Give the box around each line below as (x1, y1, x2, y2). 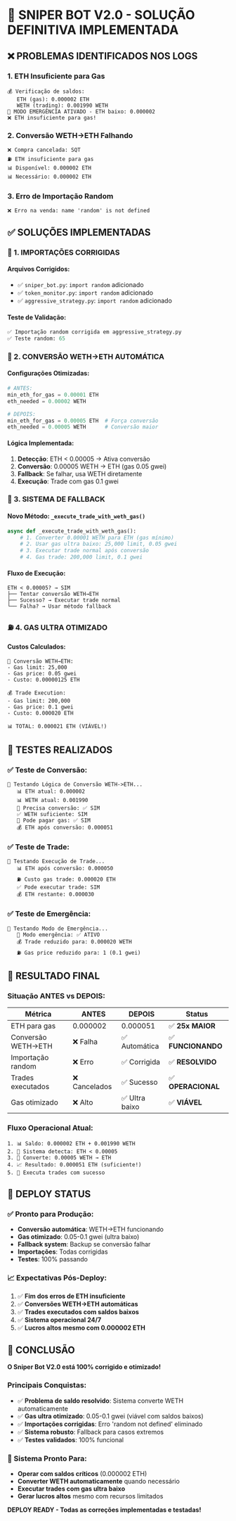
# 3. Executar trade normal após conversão (20, 547, 150, 554)
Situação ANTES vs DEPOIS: (7, 991, 105, 1000)
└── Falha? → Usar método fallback (7, 603, 112, 610)
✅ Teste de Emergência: (7, 909, 91, 919)
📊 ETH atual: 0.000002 (16, 788, 86, 795)
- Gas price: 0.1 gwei (7, 704, 74, 711)
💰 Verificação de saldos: (7, 88, 86, 95)
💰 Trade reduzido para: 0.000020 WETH (16, 938, 132, 946)
